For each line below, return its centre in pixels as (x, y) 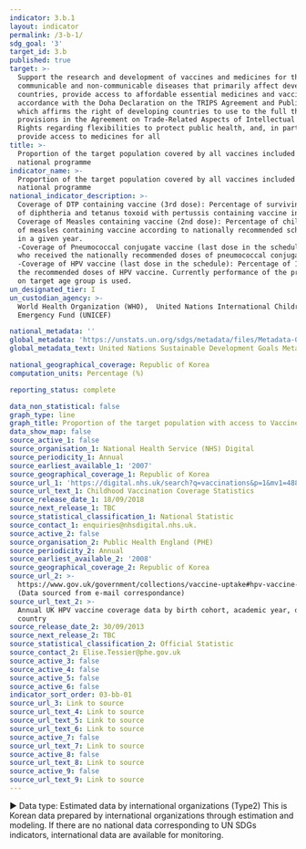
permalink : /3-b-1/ (46, 35)
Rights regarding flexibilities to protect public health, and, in (148, 129)
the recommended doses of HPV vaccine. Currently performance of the (152, 273)
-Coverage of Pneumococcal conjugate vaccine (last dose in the (142, 247)
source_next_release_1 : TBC (63, 508)
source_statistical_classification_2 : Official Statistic (122, 645)
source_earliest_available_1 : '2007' (81, 466)
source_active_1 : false (55, 440)
